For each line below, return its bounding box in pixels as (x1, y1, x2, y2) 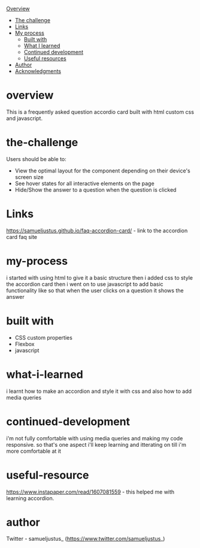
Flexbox (14, 340, 35, 347)
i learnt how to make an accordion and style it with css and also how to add (6, 387, 192, 395)
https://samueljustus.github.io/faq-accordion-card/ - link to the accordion (6, 227, 188, 234)
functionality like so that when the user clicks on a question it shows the (6, 287, 184, 294)
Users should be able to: (6, 155, 67, 162)
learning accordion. (6, 494, 54, 502)
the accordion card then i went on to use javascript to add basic (6, 280, 163, 287)
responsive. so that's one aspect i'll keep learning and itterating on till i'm (6, 441, 187, 448)
